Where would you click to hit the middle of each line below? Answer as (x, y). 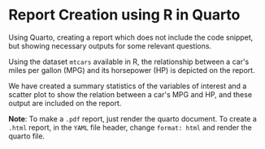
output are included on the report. (65, 103)
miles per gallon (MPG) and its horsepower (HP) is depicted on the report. (132, 70)
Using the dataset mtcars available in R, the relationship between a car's (129, 62)
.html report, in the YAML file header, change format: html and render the (130, 127)
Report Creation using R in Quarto (124, 15)
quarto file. (27, 136)
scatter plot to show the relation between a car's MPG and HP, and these (130, 94)
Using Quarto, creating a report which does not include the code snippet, (131, 37)
